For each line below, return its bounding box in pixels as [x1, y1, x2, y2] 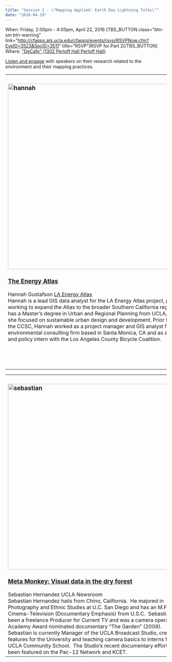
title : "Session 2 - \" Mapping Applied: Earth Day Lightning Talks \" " [5, 7, 159, 13]
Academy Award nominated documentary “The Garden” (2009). [8, 623, 162, 630]
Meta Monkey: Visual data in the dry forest [8, 578, 133, 586]
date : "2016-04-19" [5, 12, 47, 17]
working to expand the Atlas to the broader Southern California [8, 303, 159, 310]
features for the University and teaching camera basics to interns [8, 635, 164, 643]
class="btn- [138, 26, 164, 32]
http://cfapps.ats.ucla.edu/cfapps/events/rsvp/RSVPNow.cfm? [17, 37, 149, 44]
